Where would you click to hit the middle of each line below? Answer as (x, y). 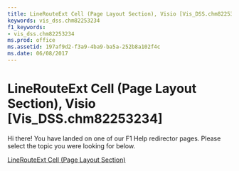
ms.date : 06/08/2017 (38, 54)
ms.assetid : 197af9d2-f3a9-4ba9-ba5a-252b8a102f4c (84, 47)
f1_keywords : (27, 27)
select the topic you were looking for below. (71, 145)
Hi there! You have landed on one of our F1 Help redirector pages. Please (114, 138)
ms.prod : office (31, 40)
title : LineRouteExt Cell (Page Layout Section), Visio (92, 14)
